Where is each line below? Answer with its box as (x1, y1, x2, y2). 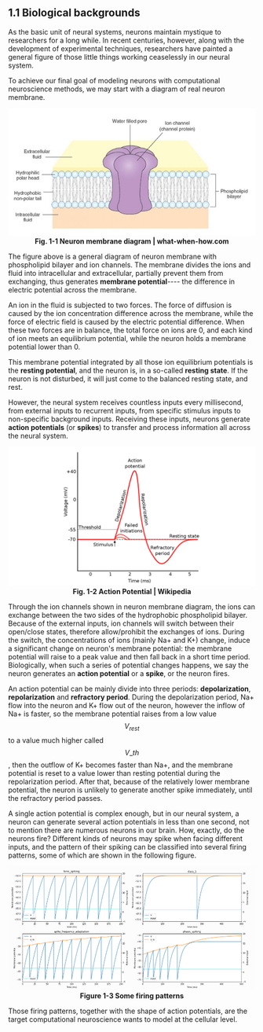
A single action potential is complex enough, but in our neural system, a (8, 809, 239, 818)
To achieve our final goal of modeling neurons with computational (8, 75, 221, 85)
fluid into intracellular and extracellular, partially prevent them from (8, 268, 224, 277)
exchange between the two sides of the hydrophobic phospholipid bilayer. (8, 611, 248, 620)
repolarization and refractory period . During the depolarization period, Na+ (8, 692, 255, 702)
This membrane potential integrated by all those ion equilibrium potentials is (8, 357, 254, 366)
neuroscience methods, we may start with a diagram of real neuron (8, 84, 225, 94)
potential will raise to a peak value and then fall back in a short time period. (8, 652, 250, 662)
